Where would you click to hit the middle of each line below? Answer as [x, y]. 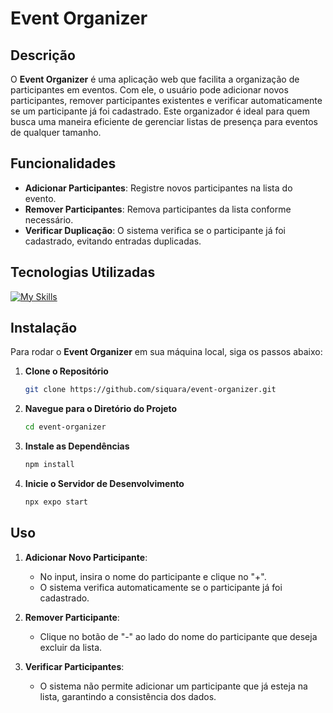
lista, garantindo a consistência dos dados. [128, 696]
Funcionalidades [63, 163]
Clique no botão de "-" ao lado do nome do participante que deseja [178, 636]
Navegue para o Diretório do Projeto [101, 409]
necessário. [49, 219]
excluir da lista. [71, 647]
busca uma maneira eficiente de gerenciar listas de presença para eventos [164, 121]
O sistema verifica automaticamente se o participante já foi [161, 587]
